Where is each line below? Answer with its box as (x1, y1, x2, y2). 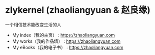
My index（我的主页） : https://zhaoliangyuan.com (12, 32, 115, 38)
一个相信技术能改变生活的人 (5, 22, 62, 27)
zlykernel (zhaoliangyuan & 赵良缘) (5, 4, 151, 16)
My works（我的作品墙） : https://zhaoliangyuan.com (12, 38, 121, 44)
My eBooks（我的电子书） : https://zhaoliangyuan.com (12, 44, 124, 50)
